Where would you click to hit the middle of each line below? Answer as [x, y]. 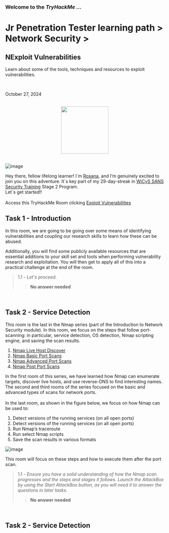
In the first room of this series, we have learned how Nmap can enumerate [82, 376]
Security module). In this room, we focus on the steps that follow [72, 330]
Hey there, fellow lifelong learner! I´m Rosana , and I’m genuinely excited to [82, 176]
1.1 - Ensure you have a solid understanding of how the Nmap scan [87, 474]
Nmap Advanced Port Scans [42, 361]
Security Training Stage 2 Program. [42, 186]
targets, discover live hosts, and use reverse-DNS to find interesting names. [84, 381]
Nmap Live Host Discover [39, 350]
